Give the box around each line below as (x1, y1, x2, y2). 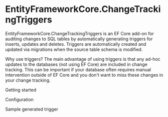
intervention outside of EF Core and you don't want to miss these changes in (5, 72, 163, 78)
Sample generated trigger (5, 106, 59, 112)
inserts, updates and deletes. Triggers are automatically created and (5, 41, 146, 47)
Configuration (5, 96, 34, 103)
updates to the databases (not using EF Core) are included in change (5, 61, 148, 67)
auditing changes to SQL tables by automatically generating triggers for (5, 36, 153, 42)
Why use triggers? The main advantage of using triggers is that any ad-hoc (5, 56, 160, 62)
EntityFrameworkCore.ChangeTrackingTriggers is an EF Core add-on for (5, 30, 154, 36)
